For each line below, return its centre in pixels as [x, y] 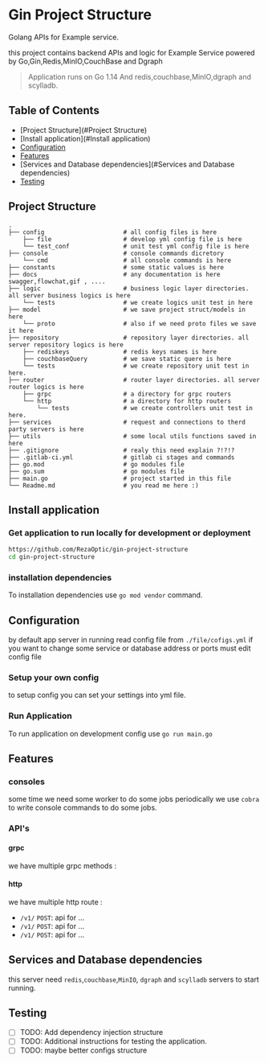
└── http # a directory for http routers [127, 401]
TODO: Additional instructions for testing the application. [113, 1041]
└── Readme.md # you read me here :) [104, 485]
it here [21, 330]
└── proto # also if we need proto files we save [140, 323]
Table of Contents [54, 111]
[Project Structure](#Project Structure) [83, 129]
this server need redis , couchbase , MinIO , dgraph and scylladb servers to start [134, 979]
